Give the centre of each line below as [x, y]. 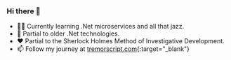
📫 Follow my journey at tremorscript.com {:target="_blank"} [103, 49]
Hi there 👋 [24, 11]
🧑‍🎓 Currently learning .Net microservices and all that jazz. [100, 27]
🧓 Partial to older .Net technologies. [68, 33]
